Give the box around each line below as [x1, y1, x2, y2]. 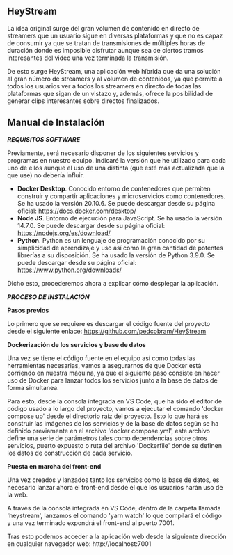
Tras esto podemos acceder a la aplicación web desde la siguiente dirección [7, 532, 227, 540]
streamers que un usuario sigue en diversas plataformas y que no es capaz [7, 31, 223, 40]
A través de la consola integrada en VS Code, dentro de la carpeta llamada [7, 504, 221, 512]
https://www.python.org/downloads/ [17, 266, 122, 274]
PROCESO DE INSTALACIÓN [7, 292, 90, 301]
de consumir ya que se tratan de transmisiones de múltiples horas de [7, 38, 206, 47]
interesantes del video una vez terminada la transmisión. [7, 54, 169, 62]
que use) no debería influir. [7, 170, 85, 179]
